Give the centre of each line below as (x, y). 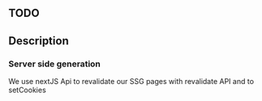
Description (39, 41)
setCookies (27, 90)
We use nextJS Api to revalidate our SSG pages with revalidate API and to (131, 82)
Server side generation (55, 64)
